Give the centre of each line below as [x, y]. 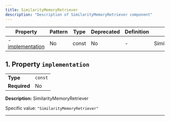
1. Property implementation [47, 64]
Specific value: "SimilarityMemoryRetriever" [52, 108]
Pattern [59, 32]
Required [19, 86]
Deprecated [105, 32]
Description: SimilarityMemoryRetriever [47, 98]
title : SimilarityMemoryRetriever [42, 10]
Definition [137, 32]
